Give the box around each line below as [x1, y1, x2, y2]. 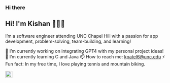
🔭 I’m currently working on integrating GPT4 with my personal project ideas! [5, 48, 164, 54]
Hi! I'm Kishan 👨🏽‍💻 [5, 20, 65, 28]
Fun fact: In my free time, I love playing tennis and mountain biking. [5, 61, 146, 67]
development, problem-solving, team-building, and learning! [5, 38, 131, 44]
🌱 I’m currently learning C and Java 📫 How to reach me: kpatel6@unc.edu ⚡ [5, 53, 165, 59]
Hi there [5, 4, 25, 11]
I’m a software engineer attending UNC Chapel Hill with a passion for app [5, 33, 158, 39]
